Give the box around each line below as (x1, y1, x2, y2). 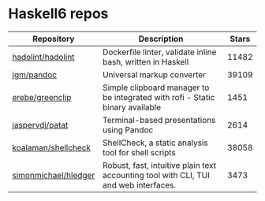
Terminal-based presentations (102, 114, 216, 125)
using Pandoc (102, 124, 154, 135)
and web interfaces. (102, 179, 177, 190)
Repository (32, 33, 75, 44)
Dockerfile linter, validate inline (102, 47, 217, 58)
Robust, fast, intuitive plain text (102, 159, 217, 170)
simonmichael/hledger (12, 169, 95, 181)
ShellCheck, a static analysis (102, 137, 208, 148)
